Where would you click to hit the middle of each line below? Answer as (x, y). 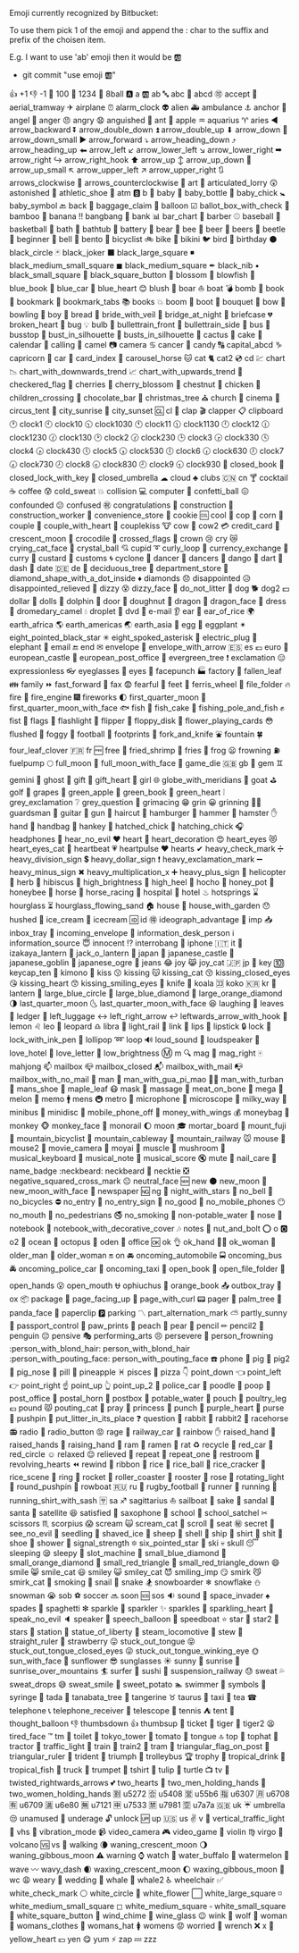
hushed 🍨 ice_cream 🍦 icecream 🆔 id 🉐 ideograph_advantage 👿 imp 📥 (141, 919)
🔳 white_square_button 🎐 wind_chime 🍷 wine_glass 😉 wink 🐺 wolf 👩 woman (149, 1915)
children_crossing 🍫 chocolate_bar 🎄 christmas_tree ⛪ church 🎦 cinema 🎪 (145, 398)
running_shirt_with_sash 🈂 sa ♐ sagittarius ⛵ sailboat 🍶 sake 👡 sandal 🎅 (142, 1500)
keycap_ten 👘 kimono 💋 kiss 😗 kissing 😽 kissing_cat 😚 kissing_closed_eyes (150, 972)
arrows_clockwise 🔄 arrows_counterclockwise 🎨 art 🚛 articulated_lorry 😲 (144, 183)
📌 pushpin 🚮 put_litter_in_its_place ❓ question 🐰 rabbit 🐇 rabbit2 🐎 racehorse (149, 1418)
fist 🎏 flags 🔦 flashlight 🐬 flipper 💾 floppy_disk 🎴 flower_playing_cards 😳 (141, 720)
